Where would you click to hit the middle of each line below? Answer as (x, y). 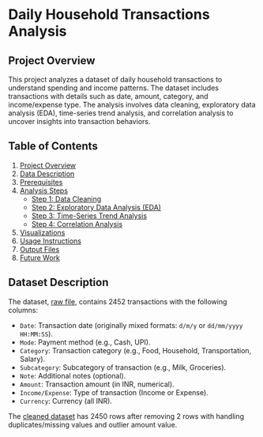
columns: (23, 310)
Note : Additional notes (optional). (73, 375)
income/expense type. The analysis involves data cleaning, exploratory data (132, 105)
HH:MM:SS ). (36, 333)
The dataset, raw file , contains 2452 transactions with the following (118, 301)
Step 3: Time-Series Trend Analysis (89, 216)
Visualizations (42, 232)
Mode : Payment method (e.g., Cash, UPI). (85, 342)
